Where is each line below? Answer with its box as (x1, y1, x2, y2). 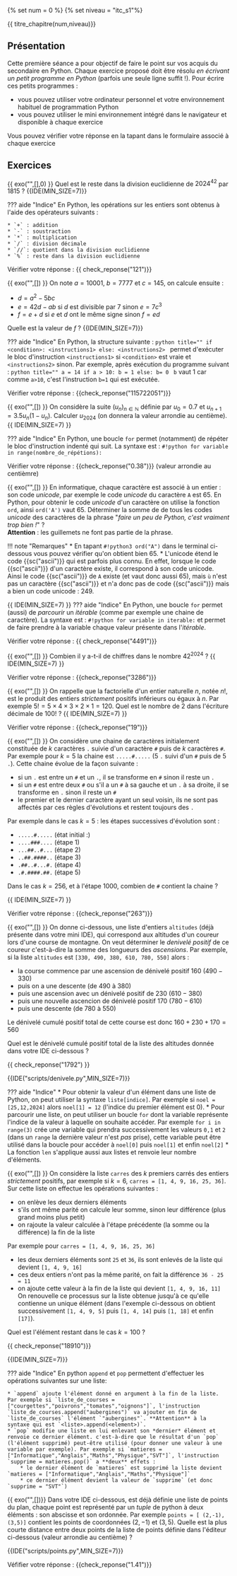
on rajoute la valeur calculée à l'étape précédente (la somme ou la (17, 1220, 209, 1229)
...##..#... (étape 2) (17, 845, 81, 854)
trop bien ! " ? (7, 521, 45, 529)
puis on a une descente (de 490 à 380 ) (17, 981, 132, 990)
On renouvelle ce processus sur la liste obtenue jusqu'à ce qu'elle (17, 1291, 209, 1300)
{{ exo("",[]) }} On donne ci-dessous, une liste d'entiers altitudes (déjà (7, 922, 214, 931)
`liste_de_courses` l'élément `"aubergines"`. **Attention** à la (7, 1415, 207, 1422)
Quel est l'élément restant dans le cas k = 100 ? (7, 1328, 146, 1336)
